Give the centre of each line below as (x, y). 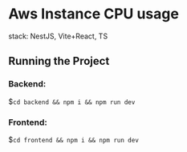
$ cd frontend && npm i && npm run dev (73, 139)
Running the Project (59, 61)
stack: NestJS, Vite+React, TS (58, 36)
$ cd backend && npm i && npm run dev (72, 102)
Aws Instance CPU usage (93, 14)
